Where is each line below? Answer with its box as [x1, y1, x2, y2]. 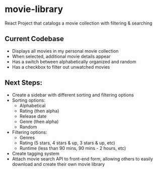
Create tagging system [12, 150, 60, 156]
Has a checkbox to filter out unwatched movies [12, 64, 110, 70]
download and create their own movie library [12, 161, 105, 167]
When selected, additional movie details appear [12, 53, 111, 59]
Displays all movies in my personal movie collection [12, 48, 119, 54]
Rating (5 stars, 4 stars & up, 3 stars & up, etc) [19, 139, 115, 146]
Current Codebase [5, 35, 64, 43]
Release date [19, 113, 47, 119]
